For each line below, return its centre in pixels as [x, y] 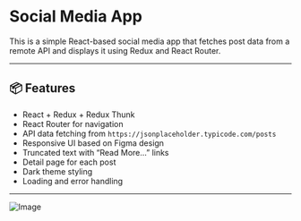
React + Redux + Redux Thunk [79, 115]
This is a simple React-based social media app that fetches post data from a [150, 41]
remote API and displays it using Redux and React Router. [115, 50]
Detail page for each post [69, 162]
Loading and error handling [73, 181]
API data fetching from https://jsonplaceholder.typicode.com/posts [149, 133]
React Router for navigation [73, 123]
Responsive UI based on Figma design [93, 143]
